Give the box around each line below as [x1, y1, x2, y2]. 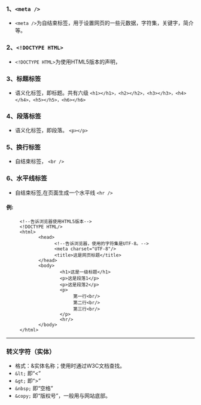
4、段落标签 [6, 112, 41, 120]
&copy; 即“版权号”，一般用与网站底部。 [14, 392, 111, 400]
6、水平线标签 [6, 174, 47, 182]
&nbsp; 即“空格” [14, 385, 54, 392]
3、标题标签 [6, 74, 41, 83]
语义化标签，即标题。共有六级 [14, 89, 89, 96]
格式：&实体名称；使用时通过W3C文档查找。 [14, 363, 126, 370]
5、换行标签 [6, 143, 41, 151]
